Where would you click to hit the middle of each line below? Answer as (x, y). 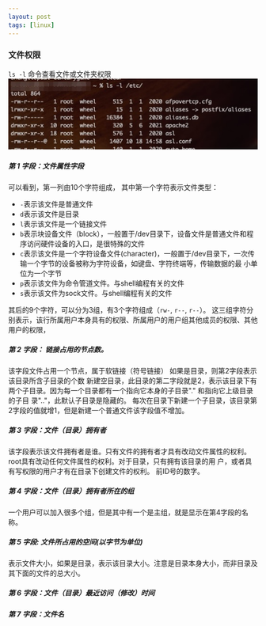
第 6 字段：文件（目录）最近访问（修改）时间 (82, 593)
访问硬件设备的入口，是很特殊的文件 (85, 244)
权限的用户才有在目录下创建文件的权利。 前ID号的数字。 (113, 472)
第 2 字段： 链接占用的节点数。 (58, 349)
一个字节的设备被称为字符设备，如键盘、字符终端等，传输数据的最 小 (139, 264)
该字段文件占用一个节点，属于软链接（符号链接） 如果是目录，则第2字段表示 (133, 371)
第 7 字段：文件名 (36, 614)
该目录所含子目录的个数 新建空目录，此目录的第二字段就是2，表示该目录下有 (133, 381)
